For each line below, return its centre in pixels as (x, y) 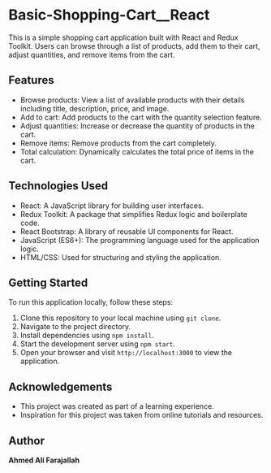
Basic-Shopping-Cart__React (109, 15)
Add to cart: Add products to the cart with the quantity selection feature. (141, 117)
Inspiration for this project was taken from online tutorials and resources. (142, 415)
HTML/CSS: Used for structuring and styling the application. (120, 257)
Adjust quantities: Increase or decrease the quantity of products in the (138, 126)
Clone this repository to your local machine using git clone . (120, 318)
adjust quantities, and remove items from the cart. (92, 54)
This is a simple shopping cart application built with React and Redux (123, 37)
